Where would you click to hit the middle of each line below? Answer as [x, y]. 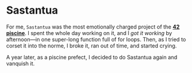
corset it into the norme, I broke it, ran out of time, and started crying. [92, 46]
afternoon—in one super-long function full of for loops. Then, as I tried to [96, 39]
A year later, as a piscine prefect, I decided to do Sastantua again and [92, 57]
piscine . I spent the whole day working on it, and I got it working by [89, 33]
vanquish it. [20, 64]
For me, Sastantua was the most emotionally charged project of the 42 [93, 27]
